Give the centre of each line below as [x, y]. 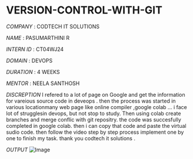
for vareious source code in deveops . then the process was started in [91, 101]
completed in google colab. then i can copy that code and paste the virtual [96, 126]
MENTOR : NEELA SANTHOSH [43, 83]
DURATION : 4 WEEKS [33, 72]
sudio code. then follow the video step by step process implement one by [95, 132]
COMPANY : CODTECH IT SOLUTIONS [53, 26]
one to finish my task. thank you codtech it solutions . [71, 138]
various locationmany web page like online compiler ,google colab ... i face [96, 107]
